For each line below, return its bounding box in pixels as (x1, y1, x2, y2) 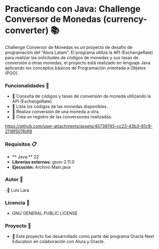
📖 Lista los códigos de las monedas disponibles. (12, 103, 108, 110)
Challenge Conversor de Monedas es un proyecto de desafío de (5, 44, 133, 50)
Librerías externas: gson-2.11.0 (12, 159, 75, 165)
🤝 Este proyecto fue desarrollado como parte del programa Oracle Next (12, 233, 155, 239)
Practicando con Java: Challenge (5, 3, 141, 15)
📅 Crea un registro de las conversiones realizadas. (12, 114, 113, 120)
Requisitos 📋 (5, 141, 37, 148)
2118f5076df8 (5, 129, 32, 134)
